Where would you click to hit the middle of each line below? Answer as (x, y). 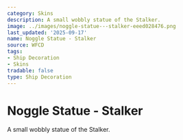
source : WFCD (26, 45)
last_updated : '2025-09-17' (47, 32)
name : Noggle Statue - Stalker (52, 39)
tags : (15, 52)
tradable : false (30, 70)
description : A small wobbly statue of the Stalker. (84, 20)
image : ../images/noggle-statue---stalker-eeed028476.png (91, 26)
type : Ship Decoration (39, 77)
